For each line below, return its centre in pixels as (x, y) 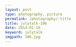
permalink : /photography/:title (38, 19)
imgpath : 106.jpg (23, 37)
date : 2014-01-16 (23, 28)
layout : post (18, 10)
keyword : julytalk (24, 32)
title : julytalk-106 (26, 23)
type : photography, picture (34, 14)
